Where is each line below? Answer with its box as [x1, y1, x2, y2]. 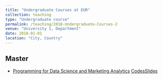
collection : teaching [5, 12, 52, 17]
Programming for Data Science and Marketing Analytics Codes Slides [12, 68, 158, 74]
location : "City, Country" [5, 36, 63, 41]
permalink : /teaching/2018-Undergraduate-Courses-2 [5, 21, 118, 27]
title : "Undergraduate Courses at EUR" [5, 7, 90, 13]
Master [5, 54, 29, 63]
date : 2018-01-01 [5, 31, 42, 36]
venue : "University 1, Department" [5, 26, 81, 31]
